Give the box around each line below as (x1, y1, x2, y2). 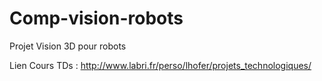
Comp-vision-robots (9, 7, 184, 30)
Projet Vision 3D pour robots (9, 40, 127, 52)
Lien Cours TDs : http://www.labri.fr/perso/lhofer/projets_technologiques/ (9, 59, 312, 71)
